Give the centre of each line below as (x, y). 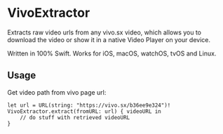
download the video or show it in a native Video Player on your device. (109, 39)
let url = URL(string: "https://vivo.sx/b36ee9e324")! (89, 105)
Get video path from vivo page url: (57, 92)
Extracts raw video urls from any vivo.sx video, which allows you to (104, 32)
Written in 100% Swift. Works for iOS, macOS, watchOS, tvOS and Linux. (112, 53)
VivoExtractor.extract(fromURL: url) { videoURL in (84, 111)
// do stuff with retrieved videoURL (75, 117)
